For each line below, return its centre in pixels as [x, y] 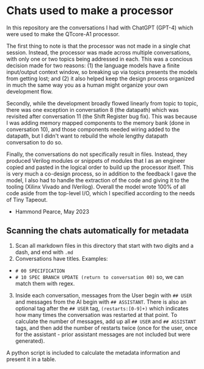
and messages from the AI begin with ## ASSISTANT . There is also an [101, 302]
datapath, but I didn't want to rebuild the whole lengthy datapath [87, 136]
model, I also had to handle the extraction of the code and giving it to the [98, 180]
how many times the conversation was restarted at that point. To [96, 315]
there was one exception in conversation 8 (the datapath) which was [93, 110]
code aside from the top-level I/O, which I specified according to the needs [101, 193]
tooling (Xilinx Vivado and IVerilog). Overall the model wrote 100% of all [96, 187]
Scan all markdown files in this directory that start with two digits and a [104, 245]
